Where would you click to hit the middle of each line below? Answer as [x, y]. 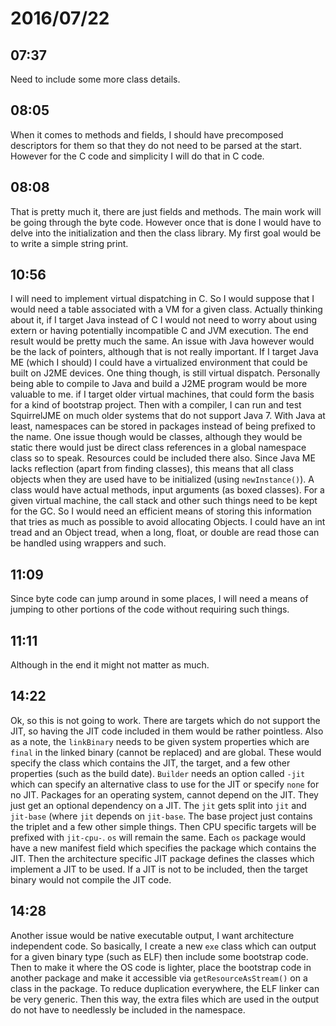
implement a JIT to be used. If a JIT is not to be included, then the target [159, 869]
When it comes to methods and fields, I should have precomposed [147, 134]
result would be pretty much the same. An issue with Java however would [162, 341]
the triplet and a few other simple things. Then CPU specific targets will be [163, 826]
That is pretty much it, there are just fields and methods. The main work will [166, 211]
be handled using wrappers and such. [88, 543]
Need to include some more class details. [95, 79]
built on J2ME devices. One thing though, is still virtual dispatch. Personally [165, 373]
